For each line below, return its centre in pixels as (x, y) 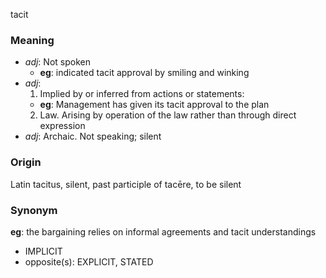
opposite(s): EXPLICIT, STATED (89, 261)
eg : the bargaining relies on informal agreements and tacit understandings (163, 231)
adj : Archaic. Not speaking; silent (93, 136)
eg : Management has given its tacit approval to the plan (154, 105)
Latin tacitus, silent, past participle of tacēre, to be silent (126, 184)
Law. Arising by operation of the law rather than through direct (168, 115)
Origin (26, 162)
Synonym (34, 210)
